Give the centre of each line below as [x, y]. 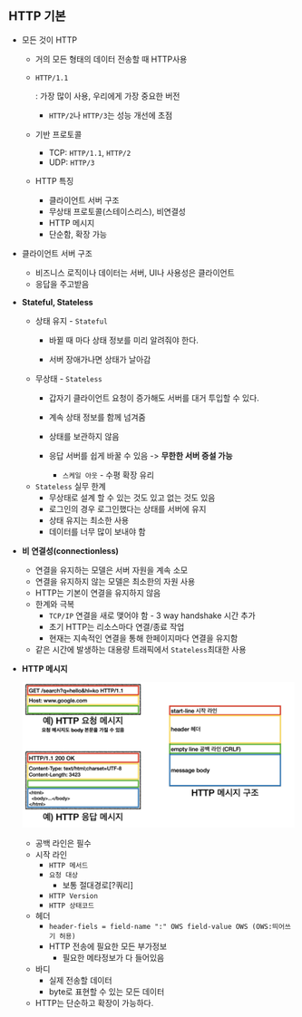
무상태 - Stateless [68, 378]
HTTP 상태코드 [71, 906]
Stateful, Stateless [57, 302]
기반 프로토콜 [58, 134]
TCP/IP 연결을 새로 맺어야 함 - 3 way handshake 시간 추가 [152, 615]
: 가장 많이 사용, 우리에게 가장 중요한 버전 [107, 96]
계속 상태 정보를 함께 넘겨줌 [97, 417]
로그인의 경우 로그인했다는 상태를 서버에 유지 [127, 508]
